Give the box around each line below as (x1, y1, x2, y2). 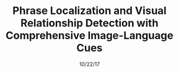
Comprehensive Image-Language (5, 29, 174, 42)
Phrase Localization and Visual (12, 4, 167, 18)
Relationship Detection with (20, 16, 159, 30)
